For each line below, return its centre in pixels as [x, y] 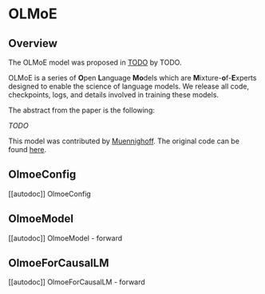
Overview [33, 43]
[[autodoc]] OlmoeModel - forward [65, 238]
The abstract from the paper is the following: [82, 110]
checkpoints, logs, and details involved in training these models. [114, 95]
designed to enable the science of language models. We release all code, [129, 86]
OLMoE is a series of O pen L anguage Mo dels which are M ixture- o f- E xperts [132, 78]
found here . [27, 149]
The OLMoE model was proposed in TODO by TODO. [95, 62]
